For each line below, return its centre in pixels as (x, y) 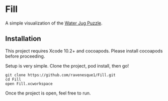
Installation (23, 39)
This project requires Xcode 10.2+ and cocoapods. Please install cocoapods (84, 50)
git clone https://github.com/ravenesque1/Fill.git (60, 75)
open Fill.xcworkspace (29, 83)
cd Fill (13, 79)
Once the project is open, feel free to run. (48, 93)
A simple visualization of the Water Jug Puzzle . (54, 23)
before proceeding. (25, 56)
